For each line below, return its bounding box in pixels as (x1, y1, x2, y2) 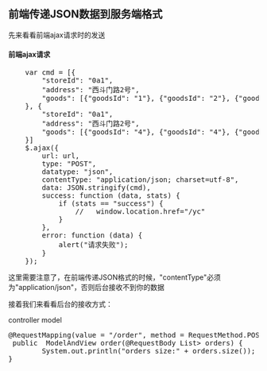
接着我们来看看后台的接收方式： (8, 300, 113, 309)
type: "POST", (41, 160, 97, 168)
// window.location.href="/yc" (75, 207, 206, 216)
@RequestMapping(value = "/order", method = (8, 330, 185, 340)
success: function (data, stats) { (41, 191, 180, 200)
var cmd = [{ (25, 68, 75, 77)
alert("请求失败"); (58, 241, 129, 249)
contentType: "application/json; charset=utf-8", (41, 176, 239, 184)
